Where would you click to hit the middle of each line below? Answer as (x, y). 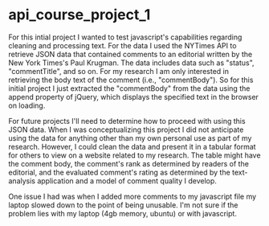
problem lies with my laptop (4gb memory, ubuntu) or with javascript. (122, 213)
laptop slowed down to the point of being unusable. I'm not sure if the (123, 205)
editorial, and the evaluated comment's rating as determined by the (119, 172)
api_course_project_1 (79, 15)
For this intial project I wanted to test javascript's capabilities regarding (125, 37)
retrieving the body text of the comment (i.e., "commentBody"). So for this (131, 80)
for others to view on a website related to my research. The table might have (134, 155)
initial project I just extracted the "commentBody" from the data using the (129, 88)
